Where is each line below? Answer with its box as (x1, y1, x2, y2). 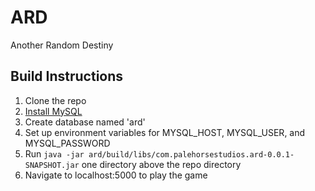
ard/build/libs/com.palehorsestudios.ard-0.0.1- (88, 149, 295, 160)
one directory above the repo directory (81, 158, 242, 170)
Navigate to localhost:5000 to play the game (24, 169, 208, 181)
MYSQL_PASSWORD (24, 137, 111, 149)
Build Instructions (10, 68, 124, 85)
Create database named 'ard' (24, 116, 146, 128)
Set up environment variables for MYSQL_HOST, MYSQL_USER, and (24, 126, 306, 138)
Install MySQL (24, 105, 83, 117)
